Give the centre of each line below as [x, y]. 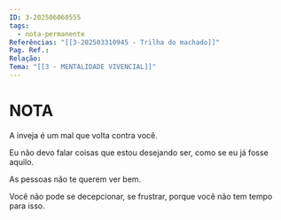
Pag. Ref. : [29, 51]
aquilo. [21, 161]
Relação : [25, 59]
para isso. [27, 206]
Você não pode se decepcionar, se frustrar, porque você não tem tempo [141, 196]
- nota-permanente [51, 34]
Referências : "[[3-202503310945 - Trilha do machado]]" [114, 42]
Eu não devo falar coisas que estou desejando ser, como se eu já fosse [139, 153]
